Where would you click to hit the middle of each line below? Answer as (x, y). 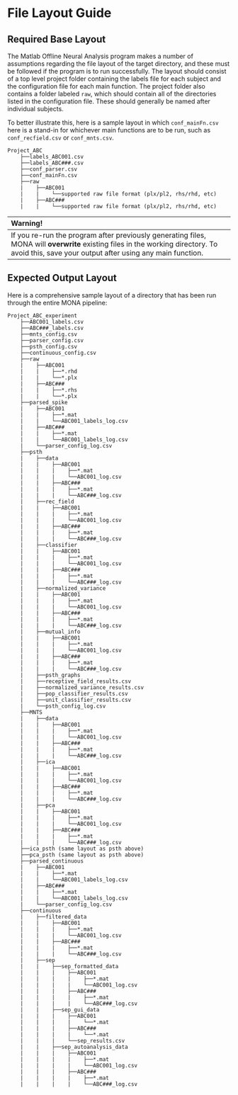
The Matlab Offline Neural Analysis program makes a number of (100, 56)
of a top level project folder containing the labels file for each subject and (114, 79)
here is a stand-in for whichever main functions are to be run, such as (109, 130)
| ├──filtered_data (53, 917)
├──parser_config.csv (52, 340)
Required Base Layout (57, 39)
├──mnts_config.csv (49, 334)
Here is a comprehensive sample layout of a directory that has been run (112, 295)
